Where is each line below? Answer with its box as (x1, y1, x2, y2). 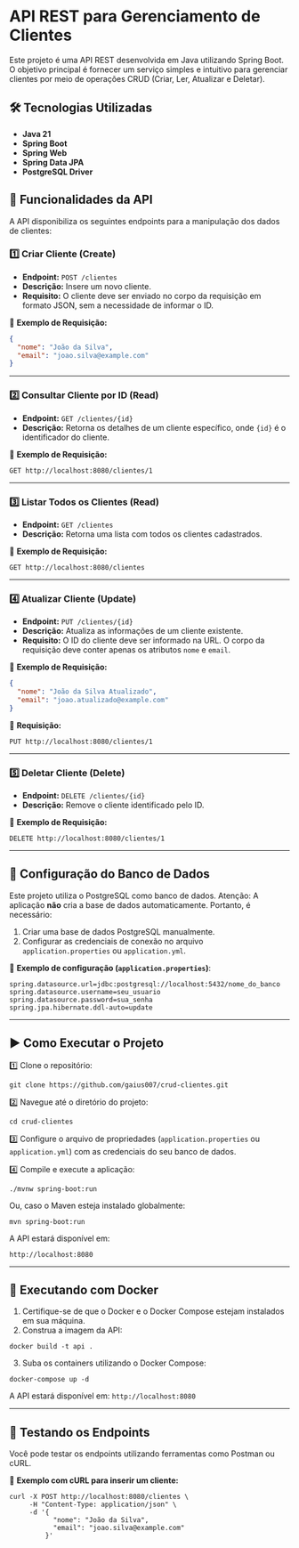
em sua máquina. (21, 1316, 86, 1326)
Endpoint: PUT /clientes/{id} (21, 616, 133, 627)
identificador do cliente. (21, 432, 109, 442)
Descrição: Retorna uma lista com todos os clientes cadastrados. (21, 528, 263, 539)
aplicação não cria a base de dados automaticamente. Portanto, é (9, 899, 251, 910)
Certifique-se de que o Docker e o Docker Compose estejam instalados (21, 1306, 285, 1317)
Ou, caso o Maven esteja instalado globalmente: (9, 1200, 186, 1211)
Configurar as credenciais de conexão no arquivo (21, 936, 204, 946)
